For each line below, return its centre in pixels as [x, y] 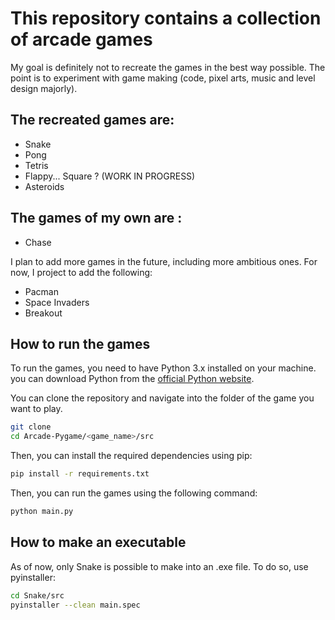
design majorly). [44, 88]
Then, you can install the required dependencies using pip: [131, 456]
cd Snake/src [37, 595]
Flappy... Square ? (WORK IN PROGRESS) [110, 176]
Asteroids [44, 186]
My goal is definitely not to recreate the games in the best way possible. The [168, 67]
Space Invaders [57, 302]
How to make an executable [98, 542]
